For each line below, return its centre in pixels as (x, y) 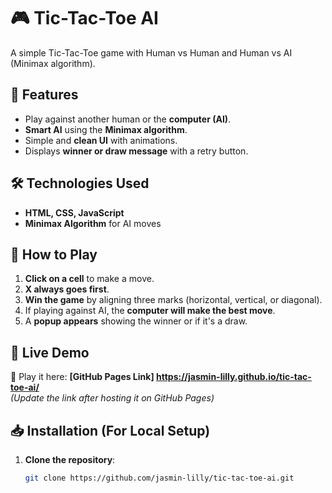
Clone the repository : (70, 459)
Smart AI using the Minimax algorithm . (106, 129)
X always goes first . (67, 289)
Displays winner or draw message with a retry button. (136, 151)
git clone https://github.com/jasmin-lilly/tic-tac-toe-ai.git (159, 478)
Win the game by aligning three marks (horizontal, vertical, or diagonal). (173, 300)
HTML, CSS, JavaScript (74, 212)
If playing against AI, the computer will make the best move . (150, 311)
